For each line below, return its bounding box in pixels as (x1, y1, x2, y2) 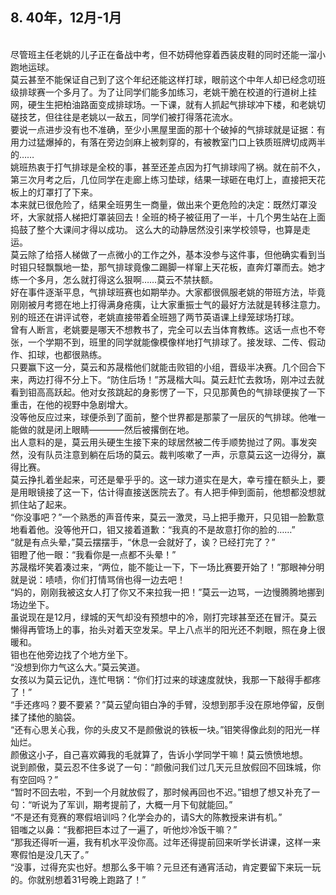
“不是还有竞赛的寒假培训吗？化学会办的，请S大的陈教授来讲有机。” (10, 811, 283, 823)
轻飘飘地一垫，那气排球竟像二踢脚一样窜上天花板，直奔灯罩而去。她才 (36, 261, 326, 273)
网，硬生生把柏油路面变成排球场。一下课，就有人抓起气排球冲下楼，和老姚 (10, 98, 317, 110)
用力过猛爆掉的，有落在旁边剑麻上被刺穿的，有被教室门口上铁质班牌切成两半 (10, 136, 326, 148)
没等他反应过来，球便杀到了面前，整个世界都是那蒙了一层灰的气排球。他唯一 (10, 411, 326, 423)
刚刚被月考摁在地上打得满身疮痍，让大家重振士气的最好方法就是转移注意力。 (10, 298, 326, 310)
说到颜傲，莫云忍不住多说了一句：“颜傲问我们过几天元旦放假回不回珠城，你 (10, 761, 322, 773)
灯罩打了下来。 (36, 186, 98, 198)
